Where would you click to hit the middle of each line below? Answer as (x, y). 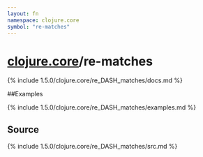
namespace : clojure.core (43, 20)
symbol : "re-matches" (39, 27)
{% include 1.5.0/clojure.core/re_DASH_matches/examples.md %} (102, 107)
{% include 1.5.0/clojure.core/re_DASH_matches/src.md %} (92, 147)
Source (23, 129)
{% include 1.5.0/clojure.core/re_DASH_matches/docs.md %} (95, 80)
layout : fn (23, 14)
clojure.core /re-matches (80, 61)
